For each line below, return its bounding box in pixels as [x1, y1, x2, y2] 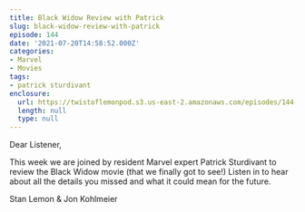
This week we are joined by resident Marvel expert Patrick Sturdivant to [9, 157, 277, 168]
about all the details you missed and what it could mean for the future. [9, 176, 271, 187]
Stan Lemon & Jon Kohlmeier [9, 194, 118, 205]
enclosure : [9, 89, 51, 98]
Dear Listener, [9, 140, 62, 150]
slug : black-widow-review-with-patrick [9, 22, 161, 31]
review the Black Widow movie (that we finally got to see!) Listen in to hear [9, 167, 289, 178]
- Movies [9, 64, 43, 73]
